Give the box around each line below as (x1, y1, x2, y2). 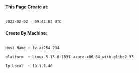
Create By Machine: (5, 30, 48, 36)
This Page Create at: (5, 4, 49, 10)
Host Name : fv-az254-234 (5, 45, 59, 51)
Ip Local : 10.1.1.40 (5, 64, 53, 69)
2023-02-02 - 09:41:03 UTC (5, 19, 62, 24)
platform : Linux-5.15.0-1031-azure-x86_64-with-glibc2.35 (5, 55, 134, 60)
